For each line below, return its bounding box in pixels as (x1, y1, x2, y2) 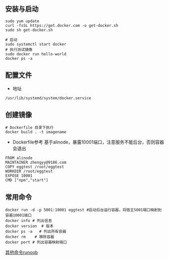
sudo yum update (5, 18, 39, 24)
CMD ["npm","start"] (5, 178, 49, 183)
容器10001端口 (5, 213, 32, 218)
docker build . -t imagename (5, 130, 67, 135)
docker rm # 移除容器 (5, 235, 54, 240)
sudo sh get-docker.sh (5, 27, 53, 32)
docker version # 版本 (5, 224, 54, 229)
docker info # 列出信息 (5, 218, 52, 224)
